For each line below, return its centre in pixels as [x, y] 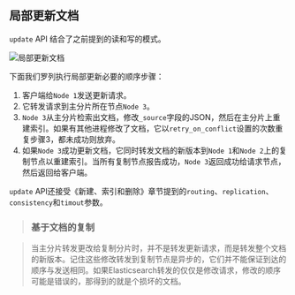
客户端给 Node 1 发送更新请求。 [76, 95]
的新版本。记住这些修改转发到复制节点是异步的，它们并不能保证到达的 [159, 260]
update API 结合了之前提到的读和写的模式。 [87, 39]
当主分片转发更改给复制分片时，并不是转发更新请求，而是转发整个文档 [159, 248]
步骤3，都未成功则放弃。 [75, 139]
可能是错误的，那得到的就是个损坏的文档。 [108, 282]
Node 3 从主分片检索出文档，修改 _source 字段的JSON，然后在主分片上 [147, 117]
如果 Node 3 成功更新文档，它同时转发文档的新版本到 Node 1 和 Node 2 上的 [151, 150]
